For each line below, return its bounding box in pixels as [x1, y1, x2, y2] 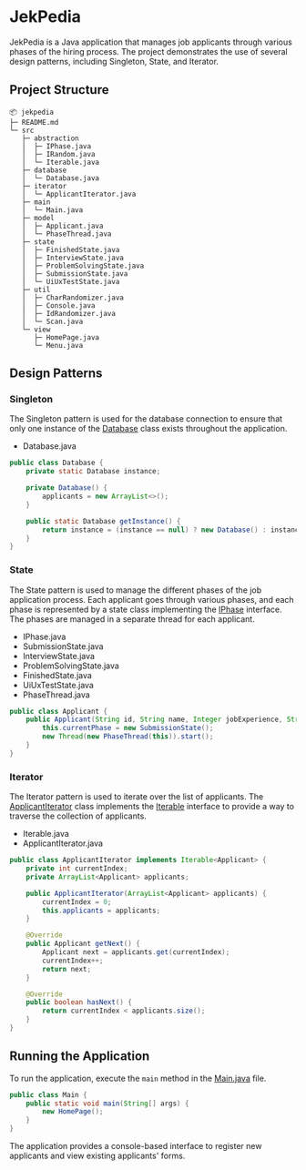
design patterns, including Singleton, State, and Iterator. [9, 56, 219, 66]
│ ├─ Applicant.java [21, 221, 104, 230]
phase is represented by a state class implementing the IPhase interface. [9, 604, 282, 615]
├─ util [21, 285, 51, 294]
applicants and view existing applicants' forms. [9, 1150, 186, 1162]
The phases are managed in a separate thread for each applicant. [9, 613, 255, 625]
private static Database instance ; [25, 467, 161, 476]
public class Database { [9, 458, 104, 468]
